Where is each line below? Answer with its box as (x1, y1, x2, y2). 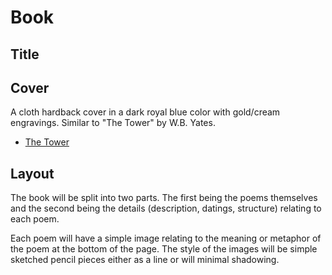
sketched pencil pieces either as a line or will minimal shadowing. (10, 254, 280, 266)
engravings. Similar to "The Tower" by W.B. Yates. (10, 117, 216, 129)
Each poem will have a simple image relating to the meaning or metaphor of (10, 232, 322, 245)
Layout (10, 165, 55, 182)
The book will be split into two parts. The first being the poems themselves (10, 192, 318, 204)
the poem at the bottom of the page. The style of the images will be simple (10, 243, 318, 255)
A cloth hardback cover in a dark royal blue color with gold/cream (10, 106, 281, 118)
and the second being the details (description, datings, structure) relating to (10, 202, 322, 215)
